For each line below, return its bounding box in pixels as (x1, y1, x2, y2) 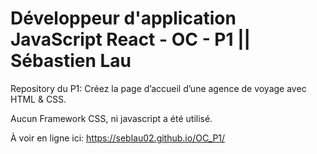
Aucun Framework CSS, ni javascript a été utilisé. (10, 112, 213, 124)
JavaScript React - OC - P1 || (10, 28, 252, 51)
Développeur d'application (10, 7, 237, 30)
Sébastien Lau (10, 50, 132, 72)
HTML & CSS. (10, 93, 67, 105)
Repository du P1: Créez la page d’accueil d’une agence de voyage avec (10, 82, 307, 94)
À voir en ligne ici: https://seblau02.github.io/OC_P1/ (10, 132, 226, 144)
